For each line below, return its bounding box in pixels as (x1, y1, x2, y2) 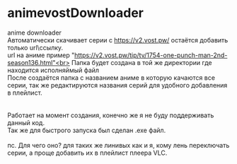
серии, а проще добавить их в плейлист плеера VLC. (7, 148, 168, 157)
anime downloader (7, 28, 62, 37)
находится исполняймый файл (7, 66, 100, 74)
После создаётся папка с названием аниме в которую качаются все (7, 73, 216, 82)
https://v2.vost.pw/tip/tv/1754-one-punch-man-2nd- (74, 51, 228, 59)
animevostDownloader (7, 5, 144, 21)
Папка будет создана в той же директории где (71, 58, 212, 66)
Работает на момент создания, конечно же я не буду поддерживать (7, 111, 214, 119)
